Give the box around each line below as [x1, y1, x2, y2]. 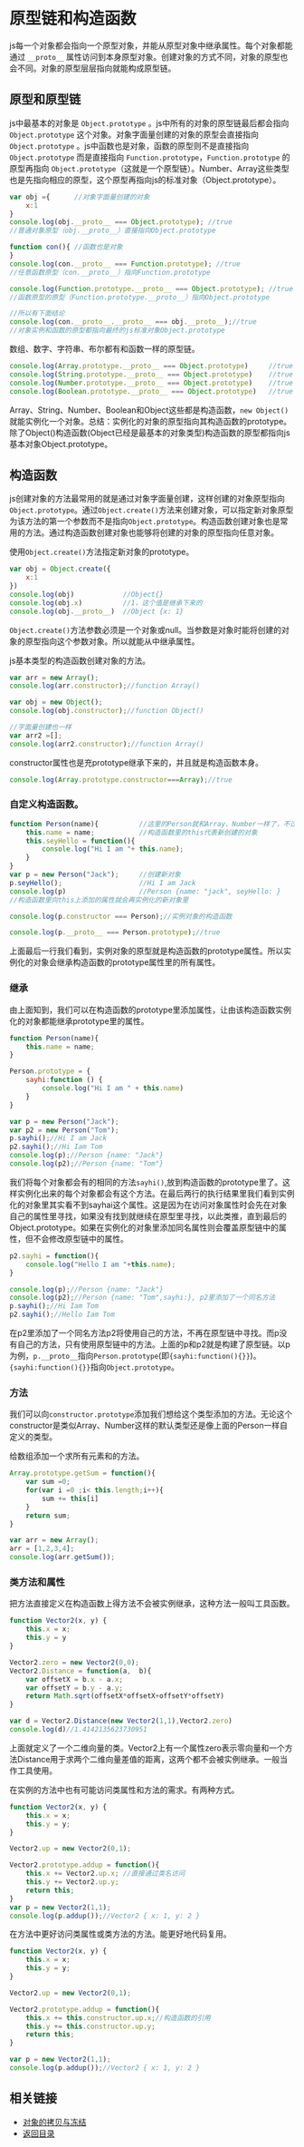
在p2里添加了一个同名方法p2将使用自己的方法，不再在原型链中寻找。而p [9, 1328, 280, 1339]
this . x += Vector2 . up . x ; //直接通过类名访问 [25, 1869, 185, 1879]
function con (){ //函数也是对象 [9, 242, 124, 252]
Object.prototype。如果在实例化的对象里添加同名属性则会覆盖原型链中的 [9, 1222, 279, 1233]
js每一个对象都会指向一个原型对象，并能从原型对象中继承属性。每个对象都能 [9, 40, 293, 51]
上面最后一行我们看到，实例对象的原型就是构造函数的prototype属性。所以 [9, 945, 284, 957]
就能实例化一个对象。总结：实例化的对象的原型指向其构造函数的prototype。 [9, 415, 292, 426]
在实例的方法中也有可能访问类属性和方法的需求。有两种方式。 [9, 1784, 240, 1795]
